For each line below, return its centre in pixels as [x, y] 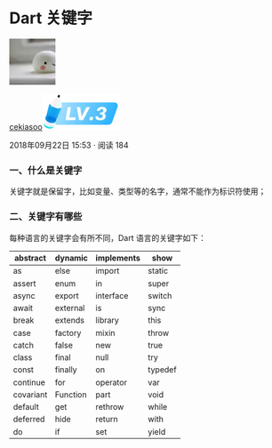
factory [68, 332]
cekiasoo [26, 126]
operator [111, 382]
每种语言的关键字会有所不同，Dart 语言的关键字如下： [108, 237]
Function [71, 394]
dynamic [72, 258]
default [26, 407]
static [158, 271]
